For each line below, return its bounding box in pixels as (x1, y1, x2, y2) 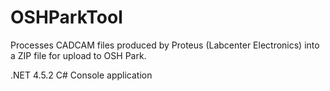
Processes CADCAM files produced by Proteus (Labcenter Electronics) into (10, 39, 320, 51)
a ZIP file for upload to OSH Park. (10, 49, 147, 61)
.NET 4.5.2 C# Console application (10, 69, 153, 81)
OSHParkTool (10, 6, 123, 29)
